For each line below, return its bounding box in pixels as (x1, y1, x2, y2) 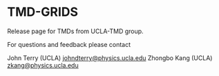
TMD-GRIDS (7, 4, 78, 20)
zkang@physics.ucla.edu (7, 61, 79, 69)
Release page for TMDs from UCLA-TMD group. (7, 27, 144, 35)
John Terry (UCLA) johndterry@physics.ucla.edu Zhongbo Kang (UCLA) (7, 53, 213, 62)
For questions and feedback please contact (7, 40, 131, 48)
